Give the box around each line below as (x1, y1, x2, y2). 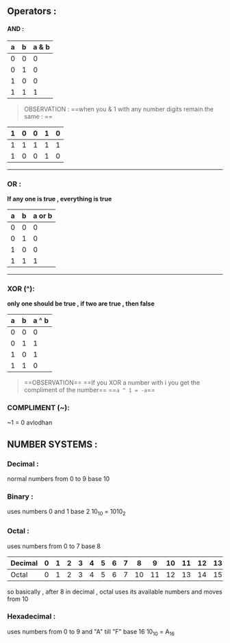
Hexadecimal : (7, 611, 56, 621)
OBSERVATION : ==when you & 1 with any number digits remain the (23, 104, 214, 113)
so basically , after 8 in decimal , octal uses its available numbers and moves (7, 587, 222, 596)
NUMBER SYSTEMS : (7, 438, 98, 450)
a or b (33, 211, 53, 221)
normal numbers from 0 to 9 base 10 (7, 475, 110, 483)
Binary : (7, 492, 34, 501)
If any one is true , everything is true (7, 194, 112, 203)
